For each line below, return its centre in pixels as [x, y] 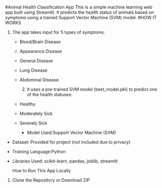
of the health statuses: [50, 94]
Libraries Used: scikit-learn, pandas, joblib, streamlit [65, 161]
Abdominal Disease [39, 80]
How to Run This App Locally [41, 171]
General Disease [36, 61]
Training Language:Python [39, 151]
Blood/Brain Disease [40, 42]
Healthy [27, 104]
